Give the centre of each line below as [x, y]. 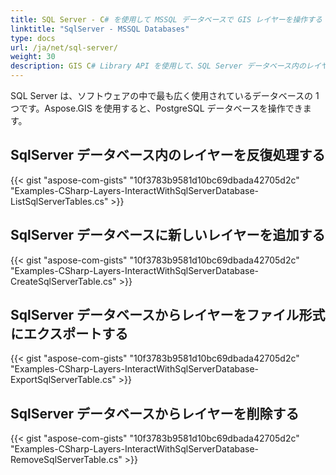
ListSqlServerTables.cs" [59, 201]
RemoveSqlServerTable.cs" [66, 460]
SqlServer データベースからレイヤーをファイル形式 [168, 315]
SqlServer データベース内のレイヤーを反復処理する [168, 155]
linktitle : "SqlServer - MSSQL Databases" [100, 29]
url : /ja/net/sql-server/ [64, 47]
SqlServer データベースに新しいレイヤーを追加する [168, 235]
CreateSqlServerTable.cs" [63, 281]
